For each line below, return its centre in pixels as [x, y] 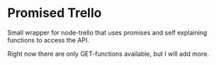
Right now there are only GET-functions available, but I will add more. [108, 54]
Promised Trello [55, 13]
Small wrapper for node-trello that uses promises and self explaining [107, 32]
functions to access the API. [49, 40]
